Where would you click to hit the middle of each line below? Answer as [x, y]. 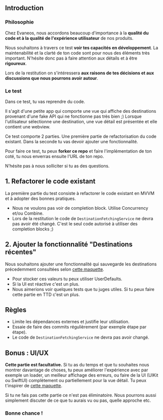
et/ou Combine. [28, 213]
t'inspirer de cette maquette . [34, 386]
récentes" [21, 252]
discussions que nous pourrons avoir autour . [52, 78]
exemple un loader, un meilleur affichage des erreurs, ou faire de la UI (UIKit [82, 375]
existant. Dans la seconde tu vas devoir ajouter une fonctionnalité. [72, 141]
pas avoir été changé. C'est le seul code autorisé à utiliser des [75, 224]
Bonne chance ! [24, 413]
